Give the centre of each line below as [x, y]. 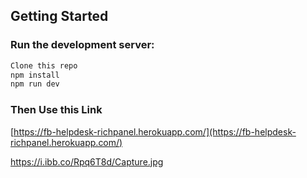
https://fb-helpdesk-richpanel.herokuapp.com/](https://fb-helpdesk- [155, 131]
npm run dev [35, 84]
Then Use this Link [56, 110]
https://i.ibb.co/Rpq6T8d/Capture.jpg [87, 161]
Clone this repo [44, 65]
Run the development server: [82, 45]
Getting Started [59, 16]
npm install [35, 75]
